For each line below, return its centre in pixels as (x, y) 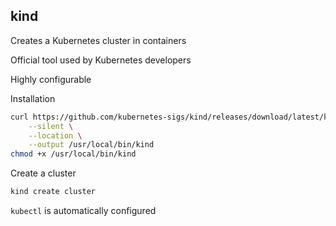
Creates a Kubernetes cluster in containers (98, 40)
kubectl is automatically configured (83, 211)
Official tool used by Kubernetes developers (101, 60)
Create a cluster (43, 173)
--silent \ (51, 126)
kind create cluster (53, 192)
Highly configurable (51, 79)
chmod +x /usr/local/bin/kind (73, 154)
